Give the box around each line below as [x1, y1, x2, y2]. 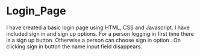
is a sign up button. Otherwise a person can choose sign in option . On [6, 36, 181, 43]
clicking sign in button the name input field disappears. [6, 43, 143, 50]
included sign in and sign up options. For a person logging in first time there [6, 30, 194, 37]
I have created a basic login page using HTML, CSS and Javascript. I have [6, 24, 190, 31]
